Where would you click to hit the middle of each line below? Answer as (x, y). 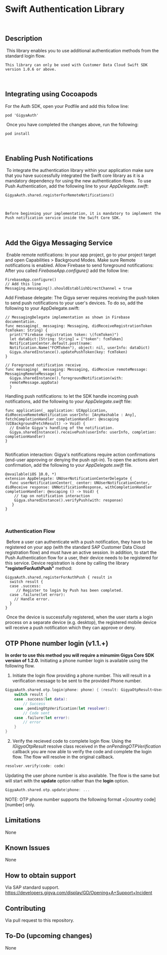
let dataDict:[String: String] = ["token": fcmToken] (66, 339)
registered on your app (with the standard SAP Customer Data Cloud (75, 547)
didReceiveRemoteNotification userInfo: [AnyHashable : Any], (71, 415)
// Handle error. (32, 599)
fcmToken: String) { (27, 331)
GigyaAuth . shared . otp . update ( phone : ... (48, 790)
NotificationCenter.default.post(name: (51, 344)
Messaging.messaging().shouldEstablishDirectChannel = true (69, 289)
